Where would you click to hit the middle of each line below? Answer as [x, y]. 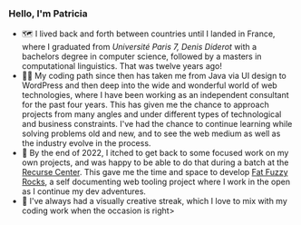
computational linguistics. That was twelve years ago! [122, 66]
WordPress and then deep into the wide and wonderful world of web [149, 85]
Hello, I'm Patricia [48, 14]
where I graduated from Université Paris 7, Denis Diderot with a [139, 47]
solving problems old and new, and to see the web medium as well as [151, 133]
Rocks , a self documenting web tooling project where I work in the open [156, 182]
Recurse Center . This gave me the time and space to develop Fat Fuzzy [155, 172]
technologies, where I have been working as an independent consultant [155, 95]
